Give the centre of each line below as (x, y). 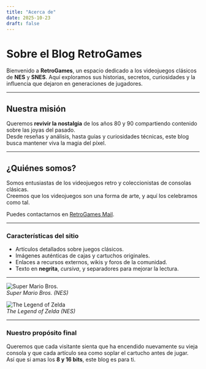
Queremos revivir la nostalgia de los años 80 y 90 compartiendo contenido (102, 124)
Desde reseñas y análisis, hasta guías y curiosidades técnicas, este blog (97, 137)
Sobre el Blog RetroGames (74, 54)
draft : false (23, 23)
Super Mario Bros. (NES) (37, 293)
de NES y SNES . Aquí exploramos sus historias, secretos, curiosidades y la (101, 77)
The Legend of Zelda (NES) (41, 311)
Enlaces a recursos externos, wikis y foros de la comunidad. (91, 262)
